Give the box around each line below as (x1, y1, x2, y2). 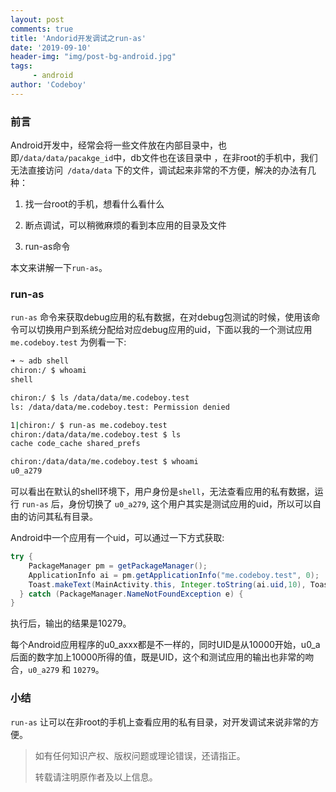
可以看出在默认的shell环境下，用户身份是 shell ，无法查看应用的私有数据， (10, 486, 315, 498)
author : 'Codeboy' (10, 80, 87, 90)
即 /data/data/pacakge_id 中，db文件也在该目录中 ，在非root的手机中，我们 (10, 152, 318, 164)
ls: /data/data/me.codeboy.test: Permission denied (10, 402, 230, 412)
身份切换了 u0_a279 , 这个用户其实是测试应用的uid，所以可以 (68, 498, 313, 510)
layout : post (10, 14, 65, 25)
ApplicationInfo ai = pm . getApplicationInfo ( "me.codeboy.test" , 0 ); (28, 570, 320, 580)
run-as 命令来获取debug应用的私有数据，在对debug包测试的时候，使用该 (10, 311, 312, 323)
